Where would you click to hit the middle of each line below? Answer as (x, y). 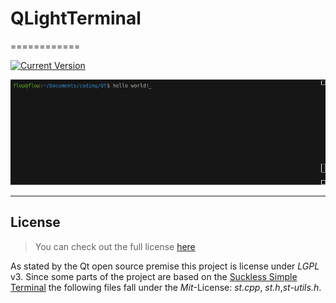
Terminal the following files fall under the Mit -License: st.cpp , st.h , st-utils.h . (166, 287)
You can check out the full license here (115, 246)
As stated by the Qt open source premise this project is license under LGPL (165, 266)
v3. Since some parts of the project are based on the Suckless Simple (154, 276)
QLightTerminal (76, 18)
